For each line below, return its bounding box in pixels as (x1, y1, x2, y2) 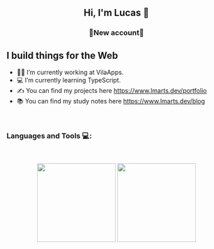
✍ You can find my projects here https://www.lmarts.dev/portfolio (16, 87, 207, 95)
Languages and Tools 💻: (6, 131, 92, 141)
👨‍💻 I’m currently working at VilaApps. (16, 68, 124, 77)
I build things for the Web (6, 50, 119, 62)
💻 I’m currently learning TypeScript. (16, 76, 121, 85)
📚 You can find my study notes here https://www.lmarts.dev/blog (16, 97, 206, 106)
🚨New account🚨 (89, 28, 144, 38)
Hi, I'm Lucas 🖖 (83, 7, 150, 19)
